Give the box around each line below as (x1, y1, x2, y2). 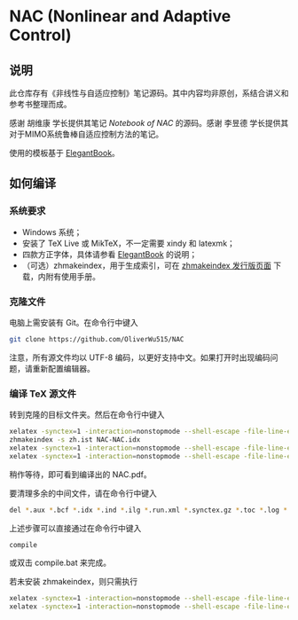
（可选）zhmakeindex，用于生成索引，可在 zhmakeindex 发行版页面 (21, 260, 272, 271)
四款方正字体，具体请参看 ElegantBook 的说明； (21, 248, 198, 259)
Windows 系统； (21, 226, 82, 237)
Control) (9, 25, 73, 45)
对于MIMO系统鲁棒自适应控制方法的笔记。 (9, 129, 164, 139)
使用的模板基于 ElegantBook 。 (9, 148, 120, 158)
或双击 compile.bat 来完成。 (9, 557, 112, 569)
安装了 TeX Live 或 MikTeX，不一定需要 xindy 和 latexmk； (21, 238, 235, 248)
